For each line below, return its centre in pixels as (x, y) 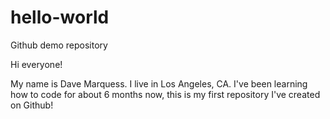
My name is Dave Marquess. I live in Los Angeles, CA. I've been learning (159, 83)
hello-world (60, 17)
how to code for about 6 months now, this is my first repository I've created (165, 94)
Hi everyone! (36, 64)
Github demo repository (59, 45)
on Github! (32, 105)
